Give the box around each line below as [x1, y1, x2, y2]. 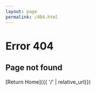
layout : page [5, 8, 37, 15]
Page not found [5, 63, 63, 73]
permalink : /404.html [5, 14, 59, 20]
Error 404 [5, 39, 54, 53]
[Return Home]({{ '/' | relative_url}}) [5, 78, 91, 85]
